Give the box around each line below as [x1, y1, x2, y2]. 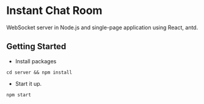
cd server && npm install [6, 69, 72, 75]
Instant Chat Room [6, 4, 103, 18]
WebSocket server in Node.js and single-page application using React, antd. [6, 24, 199, 31]
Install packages [15, 57, 57, 64]
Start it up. [15, 80, 42, 87]
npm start [6, 92, 32, 98]
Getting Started [6, 41, 67, 52]
